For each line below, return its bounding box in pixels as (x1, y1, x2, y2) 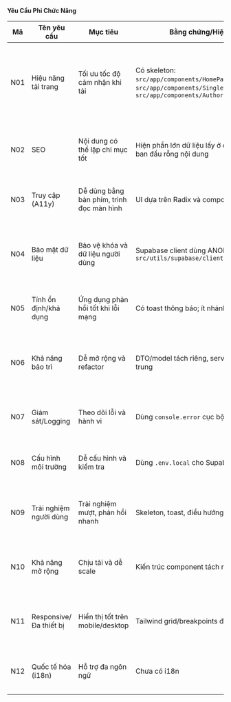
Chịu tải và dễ (78, 558, 123, 567)
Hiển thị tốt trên (78, 612, 129, 621)
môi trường (31, 462, 67, 472)
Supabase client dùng (135, 245, 206, 255)
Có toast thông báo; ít (135, 303, 206, 313)
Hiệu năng (31, 73, 65, 83)
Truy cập (31, 190, 60, 200)
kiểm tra (78, 462, 105, 472)
